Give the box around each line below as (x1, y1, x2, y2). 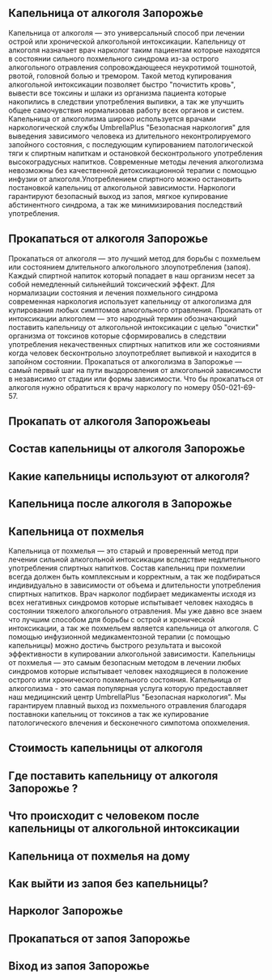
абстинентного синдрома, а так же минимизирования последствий (8, 200, 243, 210)
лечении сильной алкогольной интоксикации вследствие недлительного (8, 554, 261, 564)
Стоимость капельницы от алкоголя (8, 741, 203, 755)
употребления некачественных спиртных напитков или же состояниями (8, 339, 261, 349)
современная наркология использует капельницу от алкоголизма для (8, 296, 252, 306)
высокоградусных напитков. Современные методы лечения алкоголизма (8, 157, 264, 167)
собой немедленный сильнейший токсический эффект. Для (8, 279, 215, 289)
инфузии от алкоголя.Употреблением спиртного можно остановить (8, 174, 243, 184)
